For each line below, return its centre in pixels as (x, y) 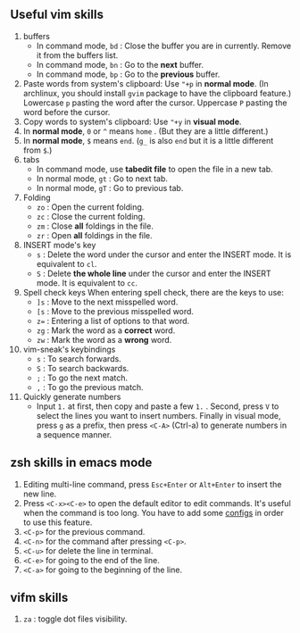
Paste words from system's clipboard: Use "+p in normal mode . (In (146, 83)
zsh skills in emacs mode (81, 463)
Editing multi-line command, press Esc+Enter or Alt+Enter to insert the (152, 484)
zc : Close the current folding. (91, 216)
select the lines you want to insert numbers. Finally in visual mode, (158, 415)
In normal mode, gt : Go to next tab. (102, 179)
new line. (40, 494)
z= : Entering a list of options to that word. (113, 321)
